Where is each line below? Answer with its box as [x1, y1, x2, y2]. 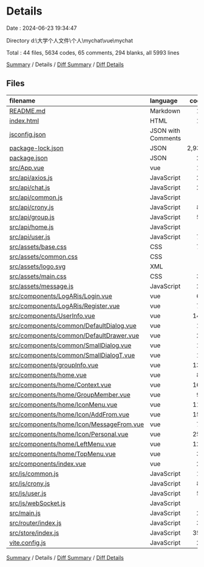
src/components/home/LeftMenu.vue [9, 440, 117, 448]
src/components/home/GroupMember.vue [9, 390, 131, 399]
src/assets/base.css [9, 242, 67, 251]
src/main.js [9, 509, 41, 517]
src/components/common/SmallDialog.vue [9, 341, 132, 350]
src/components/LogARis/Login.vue [9, 291, 112, 300]
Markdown [149, 106, 181, 115]
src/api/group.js [9, 212, 55, 221]
